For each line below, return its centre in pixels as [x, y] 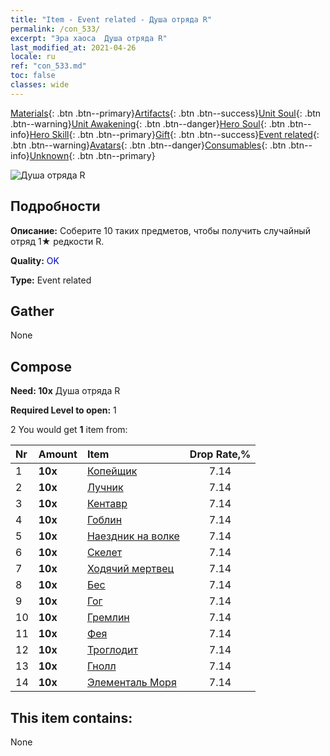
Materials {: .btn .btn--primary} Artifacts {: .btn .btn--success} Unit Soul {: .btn [166, 113]
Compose [41, 366]
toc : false [33, 76]
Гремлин [108, 618]
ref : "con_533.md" [48, 66]
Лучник [105, 488]
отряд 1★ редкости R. [57, 241]
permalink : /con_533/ [55, 29]
